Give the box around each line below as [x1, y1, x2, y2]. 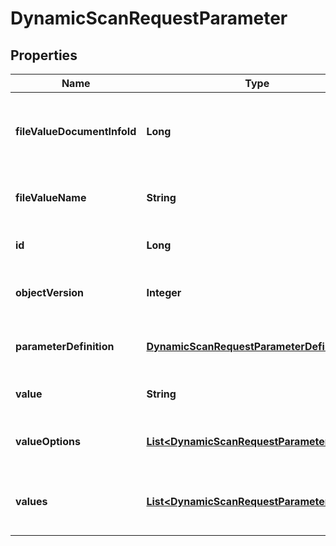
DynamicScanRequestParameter [10, 7, 288, 30]
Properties [10, 47, 78, 64]
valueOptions [15, 435, 81, 448]
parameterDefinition [15, 340, 115, 353]
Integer [146, 286, 182, 299]
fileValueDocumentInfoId [15, 125, 137, 138]
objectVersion [15, 286, 85, 299]
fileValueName [15, 191, 87, 204]
